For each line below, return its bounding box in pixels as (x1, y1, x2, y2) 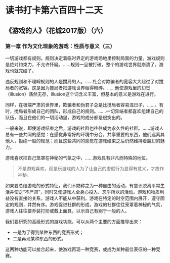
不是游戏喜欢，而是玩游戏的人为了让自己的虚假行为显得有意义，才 (17, 165, 155, 172)
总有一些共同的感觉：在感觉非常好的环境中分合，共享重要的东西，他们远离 (5, 131, 160, 137)
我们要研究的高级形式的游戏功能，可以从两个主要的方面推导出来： (5, 218, 143, 225)
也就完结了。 (9, 68, 36, 74)
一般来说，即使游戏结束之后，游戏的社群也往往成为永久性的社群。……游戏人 (5, 125, 164, 131)
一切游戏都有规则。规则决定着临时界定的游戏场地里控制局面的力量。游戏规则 (5, 55, 165, 61)
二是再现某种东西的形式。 (12, 235, 66, 241)
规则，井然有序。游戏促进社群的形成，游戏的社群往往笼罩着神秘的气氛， (14, 201, 165, 207)
